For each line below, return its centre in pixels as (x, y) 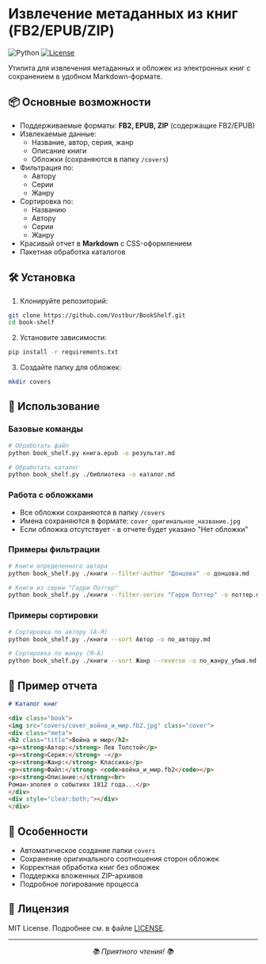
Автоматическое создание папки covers (87, 851)
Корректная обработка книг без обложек (89, 867)
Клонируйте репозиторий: (64, 300)
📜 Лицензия (39, 909)
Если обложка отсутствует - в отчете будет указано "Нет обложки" (134, 529)
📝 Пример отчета (53, 685)
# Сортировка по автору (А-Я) (58, 632)
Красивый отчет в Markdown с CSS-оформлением (106, 243)
